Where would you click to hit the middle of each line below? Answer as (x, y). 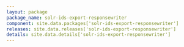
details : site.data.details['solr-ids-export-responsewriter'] (89, 35)
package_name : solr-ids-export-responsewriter (67, 18)
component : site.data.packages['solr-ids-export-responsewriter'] (93, 23)
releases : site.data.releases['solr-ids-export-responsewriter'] (91, 29)
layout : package (27, 12)
